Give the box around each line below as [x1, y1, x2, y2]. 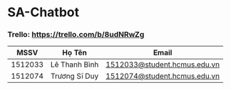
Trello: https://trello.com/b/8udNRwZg [7, 30, 145, 40]
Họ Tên [62, 47, 88, 57]
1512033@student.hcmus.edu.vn [106, 60, 220, 69]
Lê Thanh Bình [50, 60, 99, 69]
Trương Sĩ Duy [51, 72, 99, 81]
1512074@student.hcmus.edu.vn [106, 72, 220, 81]
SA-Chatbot [7, 4, 80, 21]
